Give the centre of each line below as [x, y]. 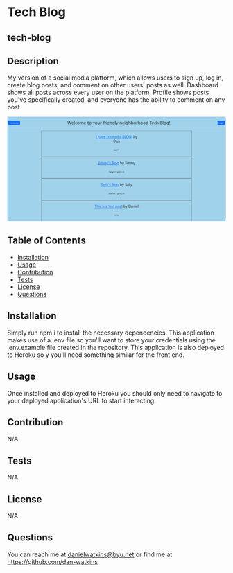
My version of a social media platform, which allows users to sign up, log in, [115, 78]
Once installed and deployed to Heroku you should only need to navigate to [115, 393]
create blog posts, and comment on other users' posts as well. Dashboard [113, 85]
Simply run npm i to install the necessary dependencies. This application [111, 333]
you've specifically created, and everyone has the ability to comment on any [116, 100]
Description [33, 61]
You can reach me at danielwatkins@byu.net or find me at [90, 554]
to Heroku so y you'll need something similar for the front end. [96, 355]
